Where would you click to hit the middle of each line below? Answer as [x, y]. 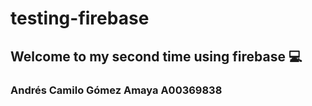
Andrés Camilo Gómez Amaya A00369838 [116, 90]
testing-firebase [80, 18]
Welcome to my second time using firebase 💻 [156, 56]
